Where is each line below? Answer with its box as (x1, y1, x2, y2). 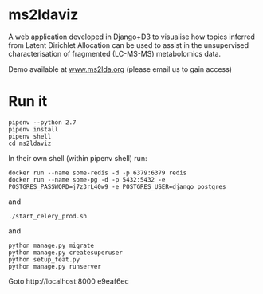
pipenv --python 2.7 (8, 118, 77, 127)
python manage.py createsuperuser (8, 249, 124, 257)
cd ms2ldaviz (8, 139, 52, 147)
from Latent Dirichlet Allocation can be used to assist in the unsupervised (8, 40, 249, 49)
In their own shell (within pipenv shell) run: (8, 153, 147, 163)
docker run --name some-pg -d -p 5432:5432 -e (8, 175, 166, 184)
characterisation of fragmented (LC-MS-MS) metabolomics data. (8, 49, 222, 58)
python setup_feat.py (8, 255, 80, 264)
